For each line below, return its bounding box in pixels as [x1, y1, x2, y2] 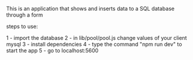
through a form [6, 11, 44, 18]
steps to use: [6, 23, 38, 30]
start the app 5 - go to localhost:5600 [6, 47, 99, 54]
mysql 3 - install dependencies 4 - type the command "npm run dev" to [6, 41, 182, 48]
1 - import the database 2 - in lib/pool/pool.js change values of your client [6, 34, 187, 41]
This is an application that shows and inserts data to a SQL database [6, 5, 175, 12]
